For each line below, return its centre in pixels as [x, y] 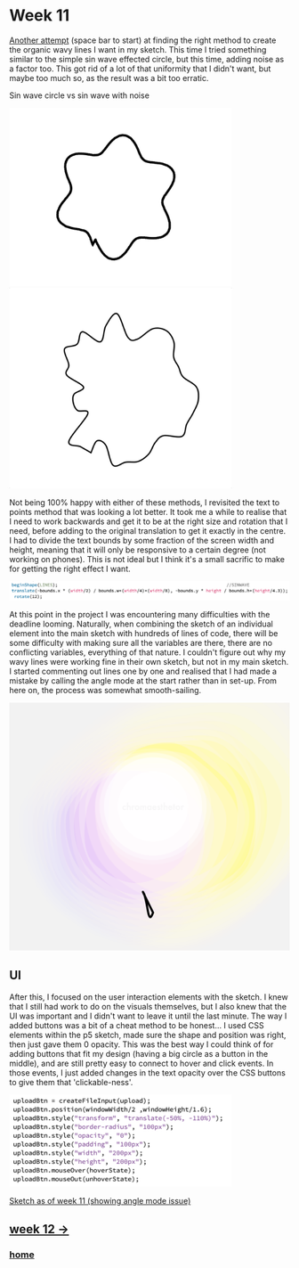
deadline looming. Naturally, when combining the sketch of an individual [141, 624]
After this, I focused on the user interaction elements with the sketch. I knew [149, 997]
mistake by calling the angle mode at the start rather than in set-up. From [143, 681]
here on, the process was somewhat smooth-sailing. [105, 691]
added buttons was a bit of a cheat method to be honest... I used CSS [137, 1025]
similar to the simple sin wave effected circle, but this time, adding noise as [147, 59]
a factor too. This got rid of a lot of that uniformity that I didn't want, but [140, 69]
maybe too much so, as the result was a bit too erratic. [109, 78]
